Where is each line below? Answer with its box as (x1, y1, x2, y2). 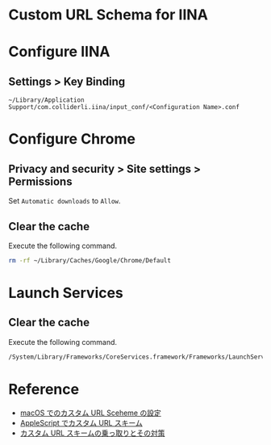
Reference (8, 380, 79, 398)
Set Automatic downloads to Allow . (8, 196, 121, 206)
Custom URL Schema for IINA (8, 6, 208, 24)
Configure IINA (8, 43, 110, 61)
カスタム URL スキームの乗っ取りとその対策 (19, 428, 165, 438)
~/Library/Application (8, 96, 85, 104)
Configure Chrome (8, 130, 135, 149)
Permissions (8, 174, 73, 188)
